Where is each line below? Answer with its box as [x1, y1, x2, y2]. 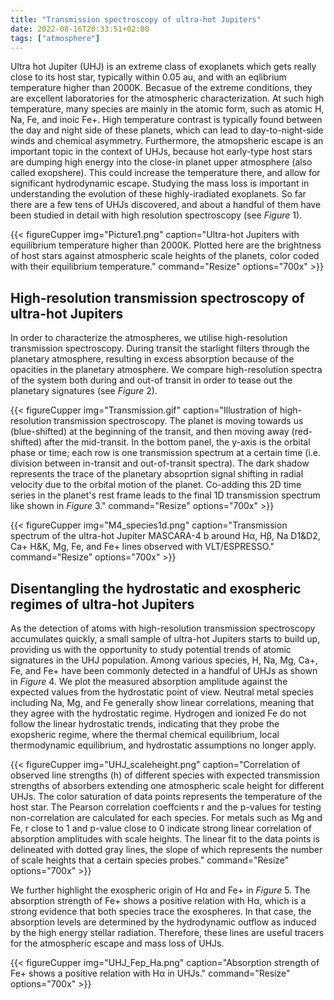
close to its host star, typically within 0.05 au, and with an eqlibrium [10, 71, 287, 83]
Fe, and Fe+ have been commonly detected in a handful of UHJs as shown [10, 665, 318, 676]
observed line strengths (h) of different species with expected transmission [10, 769, 320, 781]
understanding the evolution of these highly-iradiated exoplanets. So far [10, 188, 307, 200]
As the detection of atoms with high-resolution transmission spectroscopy [10, 622, 316, 634]
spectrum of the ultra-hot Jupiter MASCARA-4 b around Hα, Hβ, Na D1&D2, [10, 530, 321, 542]
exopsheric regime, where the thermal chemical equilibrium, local [10, 729, 280, 740]
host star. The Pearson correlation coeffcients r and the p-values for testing [10, 801, 322, 813]
